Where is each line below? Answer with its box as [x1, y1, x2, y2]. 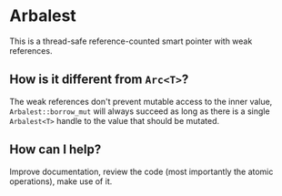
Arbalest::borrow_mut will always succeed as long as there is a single [9, 106, 270, 117]
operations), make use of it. [9, 175, 113, 187]
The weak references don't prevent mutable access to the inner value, [9, 96, 273, 107]
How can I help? [9, 142, 102, 158]
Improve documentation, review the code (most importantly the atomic [9, 166, 274, 177]
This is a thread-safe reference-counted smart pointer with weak [9, 36, 253, 46]
